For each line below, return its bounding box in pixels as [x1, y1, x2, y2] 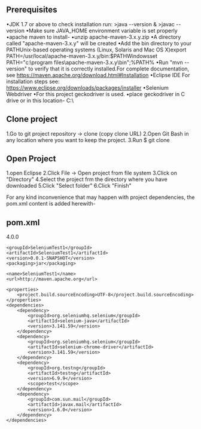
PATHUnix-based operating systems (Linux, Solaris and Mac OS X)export [6, 46, 187, 53]
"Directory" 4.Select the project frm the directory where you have [6, 176, 167, 183]
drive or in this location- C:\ [6, 97, 74, 104]
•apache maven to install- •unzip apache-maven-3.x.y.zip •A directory [6, 33, 181, 41]
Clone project [6, 114, 58, 124]
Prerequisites [6, 5, 57, 15]
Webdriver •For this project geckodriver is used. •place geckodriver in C [6, 90, 185, 97]
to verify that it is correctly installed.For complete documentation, [28, 65, 190, 72]
